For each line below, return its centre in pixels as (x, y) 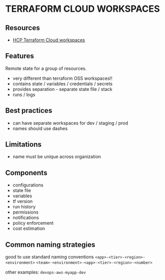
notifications (26, 218)
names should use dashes (40, 128)
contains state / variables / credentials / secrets (63, 84)
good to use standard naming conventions (50, 257)
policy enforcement (33, 223)
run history (24, 207)
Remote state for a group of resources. (46, 68)
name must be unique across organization (57, 157)
